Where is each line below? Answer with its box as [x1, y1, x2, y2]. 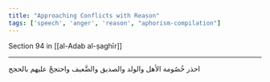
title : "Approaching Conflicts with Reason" [8, 11, 160, 20]
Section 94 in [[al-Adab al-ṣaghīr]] [8, 41, 123, 50]
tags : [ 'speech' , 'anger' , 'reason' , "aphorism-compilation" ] [8, 19, 221, 27]
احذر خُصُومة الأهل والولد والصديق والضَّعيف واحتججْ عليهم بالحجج [8, 64, 201, 73]
